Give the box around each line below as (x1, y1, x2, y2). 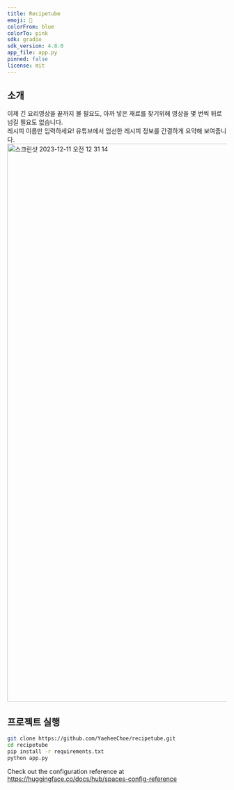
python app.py (7, 754, 49, 761)
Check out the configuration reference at (7, 767, 125, 775)
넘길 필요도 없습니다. (7, 118, 63, 126)
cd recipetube (7, 742, 49, 749)
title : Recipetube (7, 10, 61, 17)
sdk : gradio (7, 36, 42, 43)
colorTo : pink (7, 29, 49, 37)
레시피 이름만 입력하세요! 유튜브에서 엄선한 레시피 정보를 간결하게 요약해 (7, 127, 203, 135)
